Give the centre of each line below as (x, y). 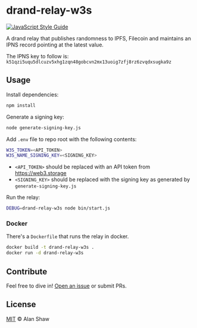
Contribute (27, 271)
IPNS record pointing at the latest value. (55, 45)
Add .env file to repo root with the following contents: (71, 139)
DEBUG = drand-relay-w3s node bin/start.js (58, 208)
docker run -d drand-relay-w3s (45, 253)
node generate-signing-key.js (44, 128)
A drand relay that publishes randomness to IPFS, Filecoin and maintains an (99, 38)
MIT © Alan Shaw (28, 318)
